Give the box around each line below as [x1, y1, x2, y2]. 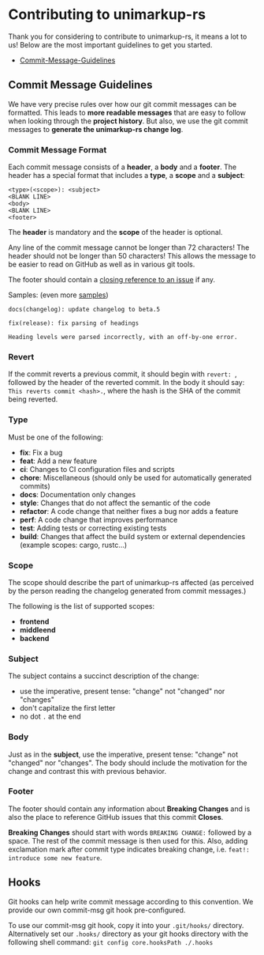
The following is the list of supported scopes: [8, 601, 155, 610]
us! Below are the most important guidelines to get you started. [8, 40, 213, 49]
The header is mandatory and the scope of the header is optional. [8, 228, 223, 237]
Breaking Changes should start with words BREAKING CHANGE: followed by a [8, 828, 252, 837]
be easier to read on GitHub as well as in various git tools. [8, 259, 195, 270]
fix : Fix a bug [19, 447, 63, 457]
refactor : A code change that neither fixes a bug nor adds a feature [19, 506, 239, 515]
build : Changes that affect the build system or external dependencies [19, 531, 246, 541]
